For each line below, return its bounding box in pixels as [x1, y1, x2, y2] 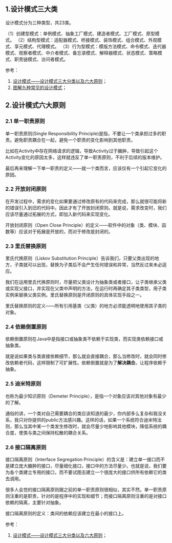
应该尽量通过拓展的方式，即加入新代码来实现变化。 [5, 211, 113, 217]
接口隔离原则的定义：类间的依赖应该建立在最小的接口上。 [5, 510, 126, 516]
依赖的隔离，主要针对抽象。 [5, 499, 64, 505]
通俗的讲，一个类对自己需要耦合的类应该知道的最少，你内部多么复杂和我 [5, 410, 158, 417]
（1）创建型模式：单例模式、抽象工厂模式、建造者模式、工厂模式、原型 [5, 30, 155, 37]
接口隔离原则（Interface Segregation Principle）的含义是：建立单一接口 [5, 456, 156, 462]
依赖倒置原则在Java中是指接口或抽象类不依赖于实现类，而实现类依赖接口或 [5, 336, 164, 342]
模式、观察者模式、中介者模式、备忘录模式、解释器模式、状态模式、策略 [5, 49, 158, 56]
